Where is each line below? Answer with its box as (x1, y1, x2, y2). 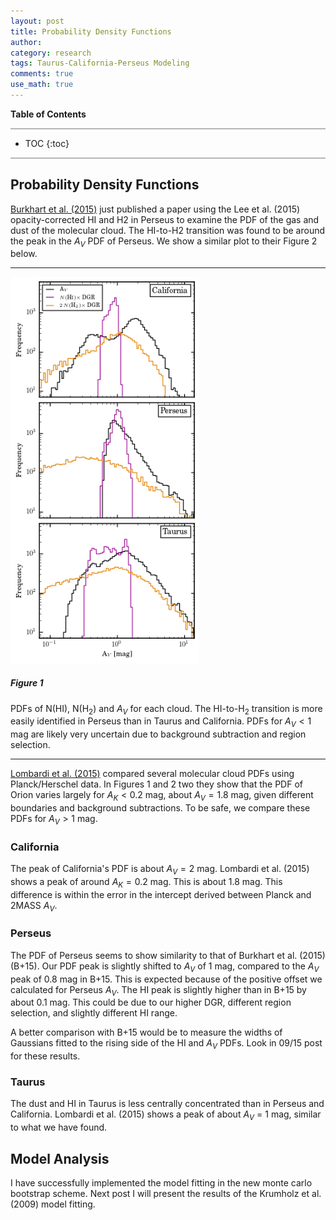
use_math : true (10, 80, 74, 90)
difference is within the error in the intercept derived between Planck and (10, 888, 312, 900)
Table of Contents (10, 108, 87, 120)
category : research (10, 48, 92, 58)
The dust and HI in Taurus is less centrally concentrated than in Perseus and (10, 1098, 325, 1110)
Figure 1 (10, 677, 44, 689)
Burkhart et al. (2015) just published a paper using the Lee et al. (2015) (10, 203, 301, 215)
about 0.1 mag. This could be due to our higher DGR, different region (10, 996, 292, 1009)
